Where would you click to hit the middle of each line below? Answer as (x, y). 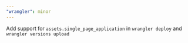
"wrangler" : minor (28, 11)
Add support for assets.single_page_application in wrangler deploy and (94, 28)
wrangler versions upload (38, 34)
